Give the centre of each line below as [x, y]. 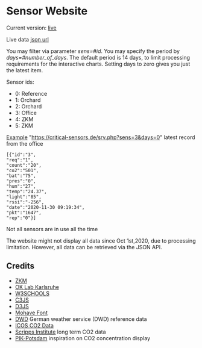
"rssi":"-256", [25, 202]
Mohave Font [31, 312]
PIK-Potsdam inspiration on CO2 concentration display [83, 338]
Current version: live [31, 28]
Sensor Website [47, 11]
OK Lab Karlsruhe [37, 287]
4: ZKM [24, 119]
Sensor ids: [20, 82]
